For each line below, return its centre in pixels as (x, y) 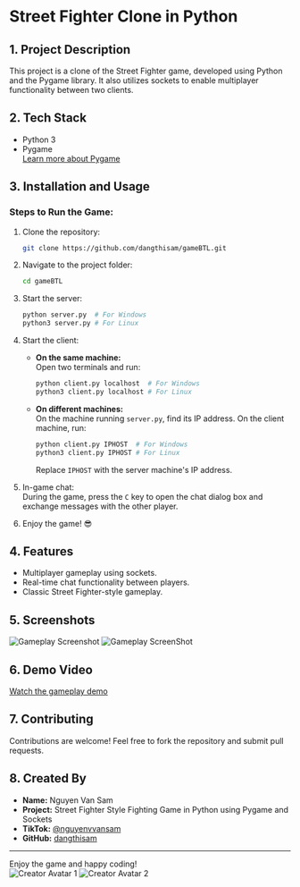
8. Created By (48, 778)
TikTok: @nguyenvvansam (71, 828)
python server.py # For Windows (84, 315)
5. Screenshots (52, 620)
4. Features (42, 551)
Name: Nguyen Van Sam (67, 800)
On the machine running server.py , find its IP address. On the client (160, 418)
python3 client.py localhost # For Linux (113, 392)
